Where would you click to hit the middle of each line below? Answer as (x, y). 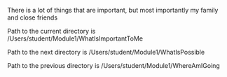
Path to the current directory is (51, 31)
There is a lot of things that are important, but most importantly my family (113, 10)
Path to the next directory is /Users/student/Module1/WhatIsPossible (106, 52)
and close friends (33, 17)
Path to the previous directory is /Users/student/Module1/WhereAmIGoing (114, 65)
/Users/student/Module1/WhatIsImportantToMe (75, 38)
